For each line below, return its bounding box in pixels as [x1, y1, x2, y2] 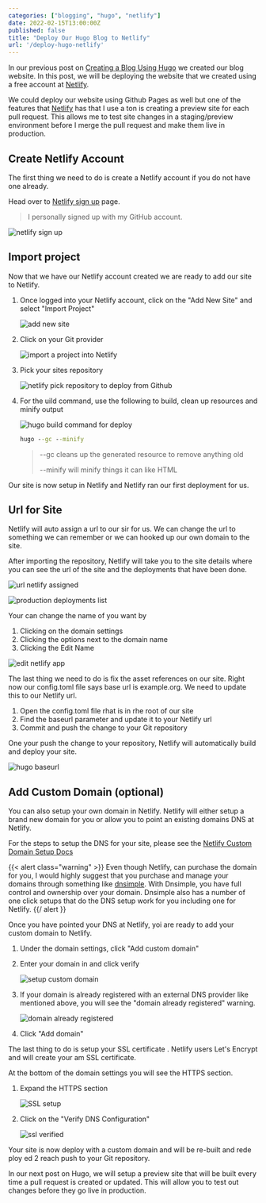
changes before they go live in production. [8, 1186, 146, 1195]
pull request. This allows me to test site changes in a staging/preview [8, 112, 234, 121]
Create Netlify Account [8, 152, 124, 165]
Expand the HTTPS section [19, 1084, 108, 1093]
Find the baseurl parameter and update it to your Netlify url [19, 715, 212, 724]
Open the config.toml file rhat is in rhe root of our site [19, 706, 194, 716]
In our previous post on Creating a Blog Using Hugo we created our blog [8, 63, 244, 72]
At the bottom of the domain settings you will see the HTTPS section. [8, 1068, 234, 1078]
